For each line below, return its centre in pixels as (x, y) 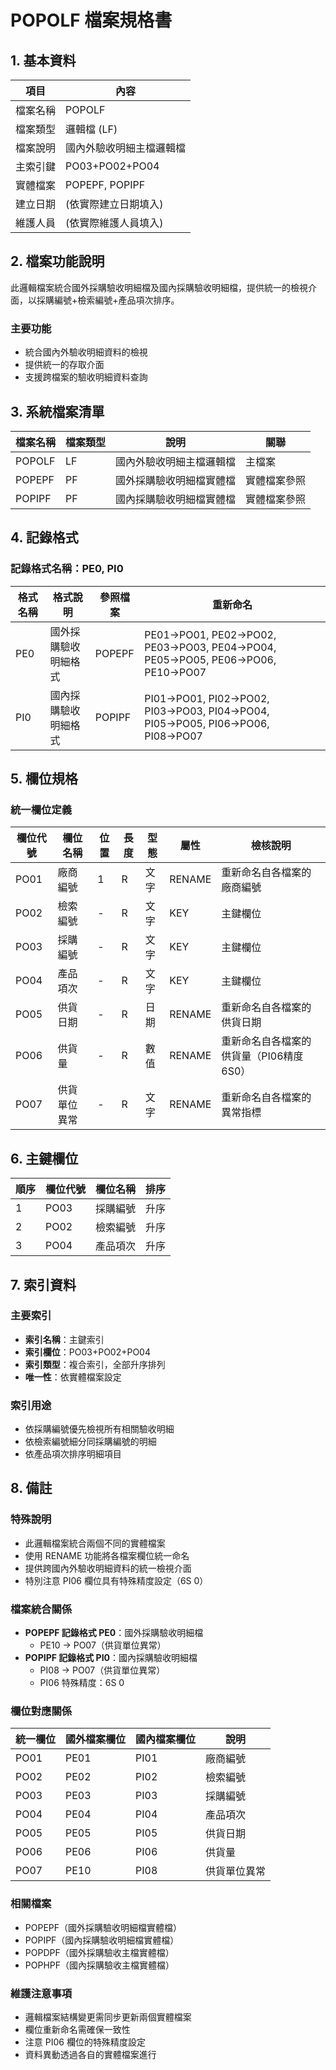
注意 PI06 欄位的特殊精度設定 (85, 2042)
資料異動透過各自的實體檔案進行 (90, 2054)
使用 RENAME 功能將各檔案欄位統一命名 (107, 1555)
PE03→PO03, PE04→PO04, (210, 647)
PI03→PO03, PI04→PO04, (207, 711)
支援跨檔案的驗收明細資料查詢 (86, 377)
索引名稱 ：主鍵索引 (64, 1339)
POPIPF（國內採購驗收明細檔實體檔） (102, 1940)
